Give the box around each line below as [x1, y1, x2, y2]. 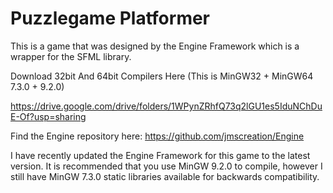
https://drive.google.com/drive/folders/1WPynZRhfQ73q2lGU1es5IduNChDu [10, 100, 323, 112]
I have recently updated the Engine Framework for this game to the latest [10, 149, 311, 161]
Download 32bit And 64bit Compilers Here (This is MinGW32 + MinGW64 [10, 70, 314, 82]
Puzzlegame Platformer [10, 7, 211, 30]
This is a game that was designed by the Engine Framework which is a [10, 40, 300, 52]
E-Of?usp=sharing [10, 110, 87, 122]
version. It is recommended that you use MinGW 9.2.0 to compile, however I [10, 160, 323, 172]
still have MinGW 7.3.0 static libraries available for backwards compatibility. [10, 170, 320, 182]
